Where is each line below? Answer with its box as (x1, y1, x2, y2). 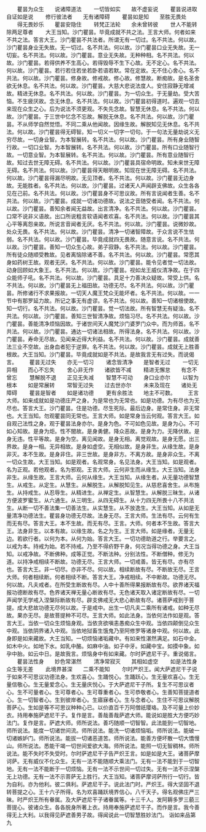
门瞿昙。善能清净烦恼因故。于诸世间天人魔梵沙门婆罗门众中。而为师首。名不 (6, 320, 200, 327)
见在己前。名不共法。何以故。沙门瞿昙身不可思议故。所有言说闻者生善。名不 (6, 190, 200, 196)
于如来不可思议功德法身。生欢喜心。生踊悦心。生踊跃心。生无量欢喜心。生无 (6, 673, 200, 680)
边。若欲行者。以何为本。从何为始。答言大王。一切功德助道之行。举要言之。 (6, 535, 200, 542)
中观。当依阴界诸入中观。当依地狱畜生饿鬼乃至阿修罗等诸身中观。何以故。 (6, 627, 194, 634)
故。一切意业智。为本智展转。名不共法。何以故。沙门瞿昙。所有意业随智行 (6, 151, 194, 158)
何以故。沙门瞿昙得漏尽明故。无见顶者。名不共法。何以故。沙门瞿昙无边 (6, 174, 189, 181)
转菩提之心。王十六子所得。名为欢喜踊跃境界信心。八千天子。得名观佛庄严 (6, 788, 194, 795)
